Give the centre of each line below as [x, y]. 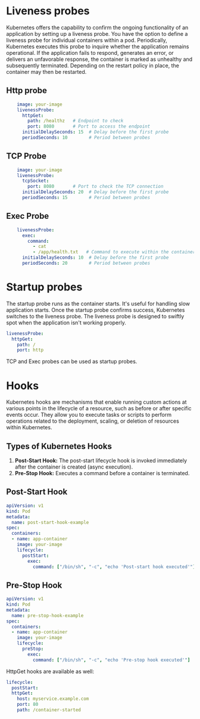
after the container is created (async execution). [74, 467]
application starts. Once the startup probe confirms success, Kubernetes [96, 310]
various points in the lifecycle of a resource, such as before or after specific [99, 408]
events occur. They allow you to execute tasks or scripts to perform [89, 415]
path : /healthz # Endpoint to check [76, 121]
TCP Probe [26, 156]
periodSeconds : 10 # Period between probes [86, 138]
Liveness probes [48, 11]
